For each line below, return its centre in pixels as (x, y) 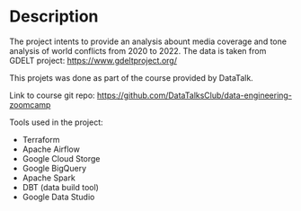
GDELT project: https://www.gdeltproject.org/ (93, 60)
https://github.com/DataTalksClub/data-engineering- (195, 95)
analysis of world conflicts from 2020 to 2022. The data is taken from (138, 50)
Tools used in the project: (56, 122)
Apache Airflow (51, 149)
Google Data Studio (58, 197)
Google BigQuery (54, 168)
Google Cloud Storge (61, 158)
